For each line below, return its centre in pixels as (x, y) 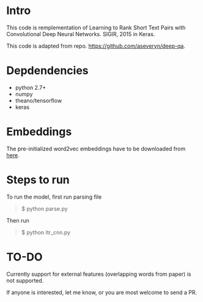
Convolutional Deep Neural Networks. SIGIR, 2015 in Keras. (81, 34)
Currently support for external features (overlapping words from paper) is (99, 274)
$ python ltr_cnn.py (46, 232)
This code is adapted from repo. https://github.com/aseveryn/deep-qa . (96, 46)
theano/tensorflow (39, 100)
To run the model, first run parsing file (54, 197)
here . (13, 155)
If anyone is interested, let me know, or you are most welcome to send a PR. (102, 292)
